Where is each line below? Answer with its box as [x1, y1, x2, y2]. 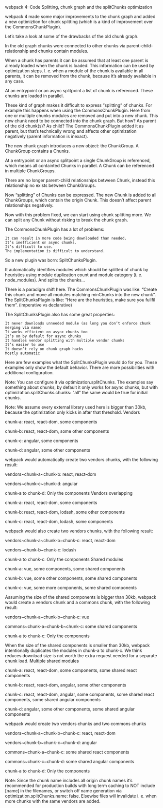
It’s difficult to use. [5, 244, 53, 249]
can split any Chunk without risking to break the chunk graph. [5, 217, 129, 222]
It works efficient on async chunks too [5, 329, 88, 334]
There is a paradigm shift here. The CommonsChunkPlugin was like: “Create [5, 286, 157, 292]
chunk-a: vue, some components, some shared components [5, 566, 126, 571]
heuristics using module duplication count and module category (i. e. [5, 272, 143, 278]
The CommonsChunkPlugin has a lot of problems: [5, 226, 105, 232]
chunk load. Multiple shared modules [5, 658, 79, 664]
